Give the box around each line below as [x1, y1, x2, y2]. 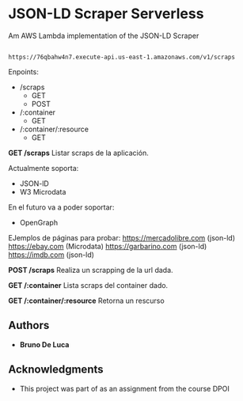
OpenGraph [19, 218, 58, 227]
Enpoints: [8, 66, 40, 76]
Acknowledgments [8, 363, 104, 376]
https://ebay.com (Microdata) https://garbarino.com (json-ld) [8, 241, 207, 251]
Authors [8, 319, 50, 332]
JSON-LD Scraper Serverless [8, 5, 204, 23]
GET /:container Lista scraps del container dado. [8, 280, 169, 289]
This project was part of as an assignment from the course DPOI [19, 384, 230, 393]
